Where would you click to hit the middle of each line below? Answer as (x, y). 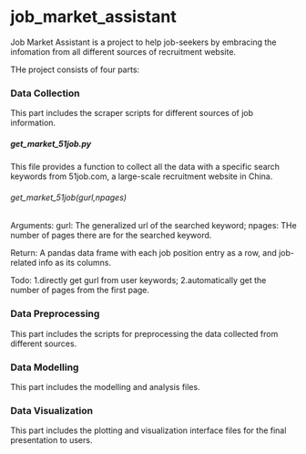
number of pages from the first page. (80, 290)
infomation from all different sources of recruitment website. (123, 51)
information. (33, 123)
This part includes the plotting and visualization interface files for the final (148, 430)
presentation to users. (51, 440)
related (24, 263)
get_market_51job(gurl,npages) (68, 197)
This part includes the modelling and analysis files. (105, 387)
